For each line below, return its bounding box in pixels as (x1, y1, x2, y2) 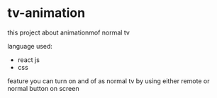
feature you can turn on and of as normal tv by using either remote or (7, 76, 210, 85)
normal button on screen (7, 84, 79, 92)
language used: (7, 42, 53, 50)
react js (17, 55, 40, 64)
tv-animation (7, 5, 86, 21)
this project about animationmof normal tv (7, 28, 130, 37)
